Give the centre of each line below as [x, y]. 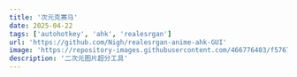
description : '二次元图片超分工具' [69, 58]
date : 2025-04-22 [41, 26]
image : [21, 50]
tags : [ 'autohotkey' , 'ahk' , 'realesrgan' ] [91, 34]
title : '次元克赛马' [43, 17]
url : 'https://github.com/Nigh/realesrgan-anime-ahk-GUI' [118, 42]
